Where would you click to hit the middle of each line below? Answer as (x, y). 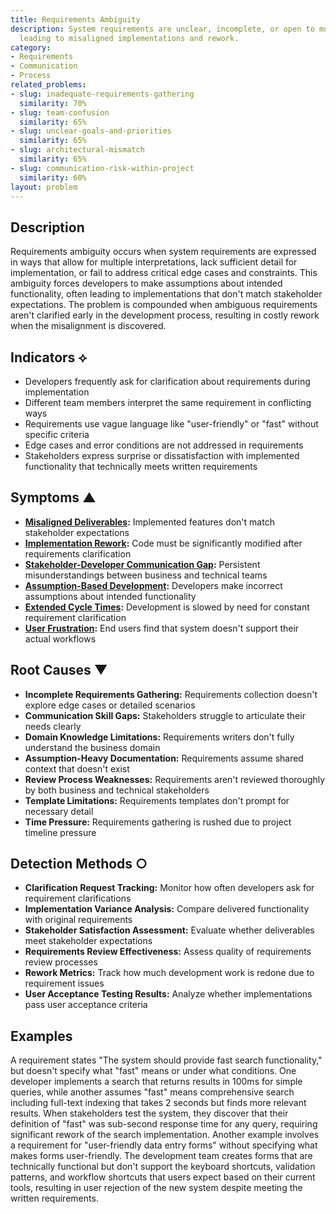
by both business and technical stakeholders (117, 790)
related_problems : (48, 85)
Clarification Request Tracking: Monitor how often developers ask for (169, 888)
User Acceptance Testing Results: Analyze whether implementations (168, 994)
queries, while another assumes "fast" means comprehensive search (152, 1092)
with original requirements (78, 920)
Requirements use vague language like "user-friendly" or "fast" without (171, 424)
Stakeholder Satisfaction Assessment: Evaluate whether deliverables (169, 930)
